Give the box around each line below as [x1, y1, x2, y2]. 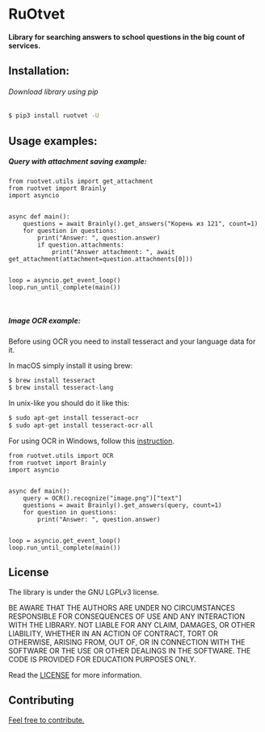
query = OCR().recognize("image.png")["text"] [23, 494, 183, 502]
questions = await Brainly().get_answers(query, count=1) [23, 501, 222, 510]
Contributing [8, 693, 74, 708]
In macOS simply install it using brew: [8, 361, 133, 370]
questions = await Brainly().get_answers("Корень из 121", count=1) [23, 219, 259, 227]
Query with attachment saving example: [8, 157, 147, 167]
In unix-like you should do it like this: [8, 398, 130, 408]
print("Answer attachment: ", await [51, 248, 175, 256]
